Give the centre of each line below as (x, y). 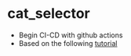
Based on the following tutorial (68, 43)
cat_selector (49, 14)
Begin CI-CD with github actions (71, 35)
